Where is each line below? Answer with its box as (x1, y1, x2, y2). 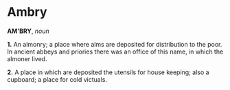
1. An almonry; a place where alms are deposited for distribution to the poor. (7, 40, 222, 48)
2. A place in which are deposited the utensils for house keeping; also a (7, 68, 209, 76)
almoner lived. (7, 54, 47, 63)
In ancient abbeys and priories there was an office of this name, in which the (7, 47, 224, 56)
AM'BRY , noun (7, 27, 49, 35)
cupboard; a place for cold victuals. (7, 75, 108, 83)
